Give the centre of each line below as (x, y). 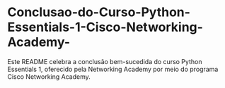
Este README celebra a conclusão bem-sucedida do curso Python (105, 61)
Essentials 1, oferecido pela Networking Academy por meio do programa (113, 69)
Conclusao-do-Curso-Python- (99, 12)
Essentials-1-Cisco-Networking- (105, 27)
